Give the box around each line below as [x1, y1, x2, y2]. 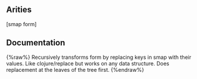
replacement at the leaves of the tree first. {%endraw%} [6, 66, 144, 73]
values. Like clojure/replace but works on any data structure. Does [6, 59, 170, 67]
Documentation [6, 38, 66, 48]
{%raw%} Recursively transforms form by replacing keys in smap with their [6, 53, 192, 61]
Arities [6, 5, 32, 15]
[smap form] [6, 20, 37, 27]
